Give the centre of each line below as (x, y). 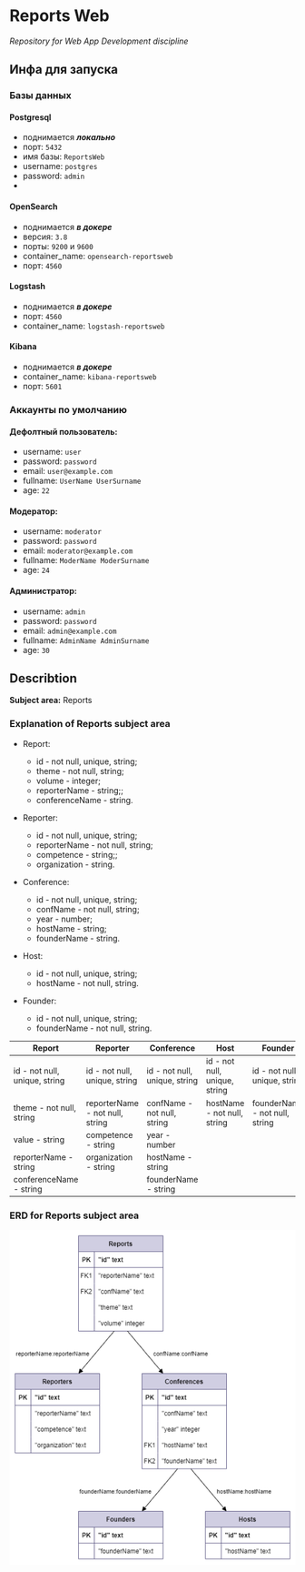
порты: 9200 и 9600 (58, 246)
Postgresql (30, 117)
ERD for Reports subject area (74, 1215)
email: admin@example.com (69, 630)
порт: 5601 (42, 387)
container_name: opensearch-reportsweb (98, 256)
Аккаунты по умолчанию (68, 409)
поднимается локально (69, 137)
